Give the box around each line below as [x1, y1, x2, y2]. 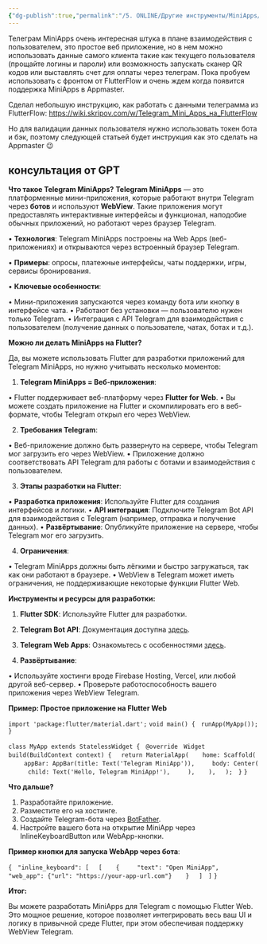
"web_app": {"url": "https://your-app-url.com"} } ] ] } [8, 872, 218, 880]
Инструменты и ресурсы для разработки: [8, 594, 156, 604]
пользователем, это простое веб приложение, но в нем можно [8, 41, 223, 52]
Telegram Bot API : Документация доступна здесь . [19, 625, 191, 634]
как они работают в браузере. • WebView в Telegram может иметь [8, 570, 234, 580]
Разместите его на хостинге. [19, 806, 118, 816]
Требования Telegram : [19, 425, 98, 435]
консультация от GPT [8, 164, 121, 178]
